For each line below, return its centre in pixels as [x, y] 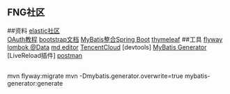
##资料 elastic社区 [34, 31]
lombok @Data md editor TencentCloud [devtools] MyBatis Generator [107, 47]
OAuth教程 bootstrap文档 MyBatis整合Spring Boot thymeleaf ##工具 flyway [115, 39]
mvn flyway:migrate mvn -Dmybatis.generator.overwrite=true [95, 76]
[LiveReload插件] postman [45, 55]
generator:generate [35, 84]
